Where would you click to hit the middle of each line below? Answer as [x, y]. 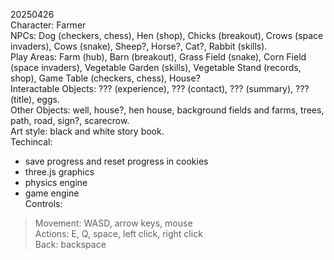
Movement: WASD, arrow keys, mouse [113, 223]
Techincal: [31, 142]
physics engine [56, 182]
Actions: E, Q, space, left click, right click [118, 233]
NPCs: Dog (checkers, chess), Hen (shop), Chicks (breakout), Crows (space [167, 35]
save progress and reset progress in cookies [116, 161]
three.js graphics [59, 172]
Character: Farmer [48, 25]
